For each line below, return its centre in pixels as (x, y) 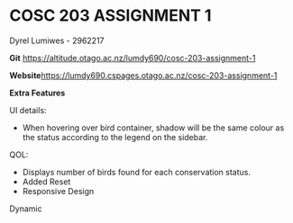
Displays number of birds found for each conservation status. (136, 172)
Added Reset (46, 182)
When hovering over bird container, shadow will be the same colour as (153, 128)
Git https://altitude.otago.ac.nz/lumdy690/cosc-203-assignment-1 (133, 58)
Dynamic (26, 209)
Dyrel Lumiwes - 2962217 (57, 40)
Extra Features (37, 93)
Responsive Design (58, 191)
